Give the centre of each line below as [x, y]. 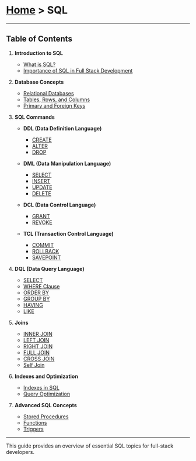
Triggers [33, 429]
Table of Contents [39, 39]
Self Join [34, 365]
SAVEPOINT [46, 257]
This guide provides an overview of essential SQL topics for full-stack [90, 446]
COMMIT [43, 245]
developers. [20, 452]
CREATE [42, 140]
